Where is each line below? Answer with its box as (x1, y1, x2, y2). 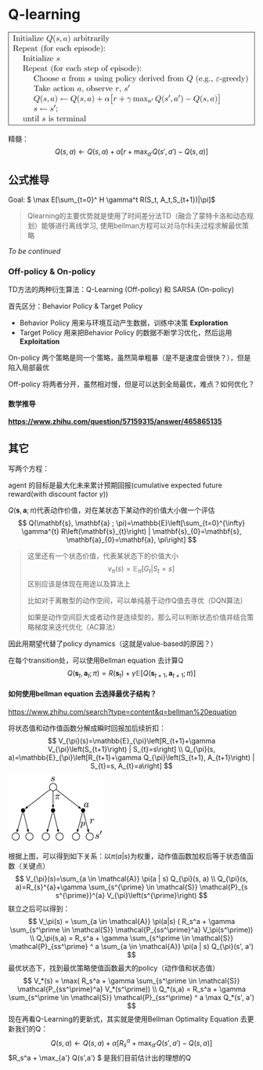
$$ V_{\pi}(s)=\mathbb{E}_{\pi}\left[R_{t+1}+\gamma (47, 736, 216, 745)
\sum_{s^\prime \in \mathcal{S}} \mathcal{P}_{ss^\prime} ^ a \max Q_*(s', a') (8, 992, 255, 1002)
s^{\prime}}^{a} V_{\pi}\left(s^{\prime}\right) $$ (55, 890, 208, 900)
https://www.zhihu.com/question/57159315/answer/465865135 (8, 417, 222, 426)
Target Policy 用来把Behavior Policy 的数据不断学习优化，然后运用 (19, 327, 232, 337)
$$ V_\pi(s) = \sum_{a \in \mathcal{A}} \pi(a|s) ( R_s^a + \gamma (27, 916, 236, 926)
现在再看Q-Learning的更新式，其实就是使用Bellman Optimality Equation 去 (8, 1014, 248, 1024)
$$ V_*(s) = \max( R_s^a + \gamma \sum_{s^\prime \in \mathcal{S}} (23, 976, 240, 985)
